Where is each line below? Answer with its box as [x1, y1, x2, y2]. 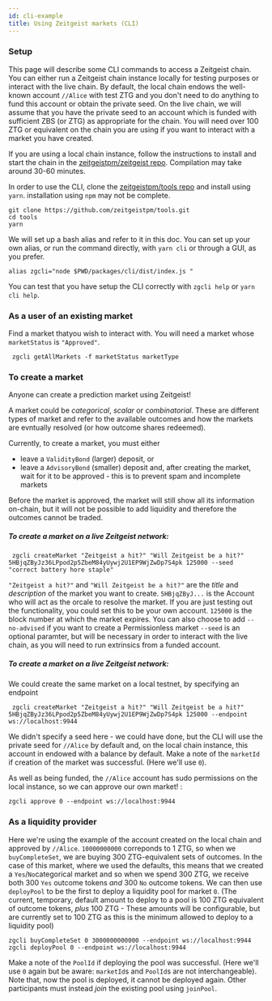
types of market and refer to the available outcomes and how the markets [8, 414, 253, 424]
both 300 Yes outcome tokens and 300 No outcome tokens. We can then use [8, 877, 263, 887]
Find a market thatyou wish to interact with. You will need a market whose [8, 329, 255, 338]
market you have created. [8, 133, 94, 142]
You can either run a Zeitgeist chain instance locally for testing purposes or [8, 73, 259, 83]
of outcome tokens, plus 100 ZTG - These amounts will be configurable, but [8, 903, 261, 913]
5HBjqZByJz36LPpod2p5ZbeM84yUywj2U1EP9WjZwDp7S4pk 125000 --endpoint [8, 710, 249, 719]
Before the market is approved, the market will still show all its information [8, 495, 255, 506]
